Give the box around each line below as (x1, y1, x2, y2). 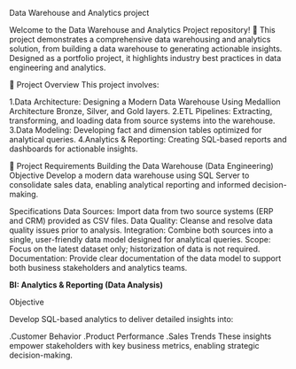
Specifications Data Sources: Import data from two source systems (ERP (9, 206, 274, 216)
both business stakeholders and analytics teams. (9, 263, 188, 273)
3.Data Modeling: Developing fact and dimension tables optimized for (9, 125, 262, 135)
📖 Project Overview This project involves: (9, 80, 160, 89)
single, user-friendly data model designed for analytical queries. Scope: (9, 234, 271, 244)
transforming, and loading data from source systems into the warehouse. (9, 115, 276, 126)
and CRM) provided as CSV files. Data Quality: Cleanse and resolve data (9, 216, 273, 226)
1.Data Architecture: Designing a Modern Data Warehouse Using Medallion (9, 96, 281, 107)
